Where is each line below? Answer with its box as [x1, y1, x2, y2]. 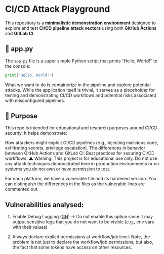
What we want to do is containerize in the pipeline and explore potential [5, 82, 151, 88]
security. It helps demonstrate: [5, 130, 68, 136]
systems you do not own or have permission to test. [5, 166, 111, 172]
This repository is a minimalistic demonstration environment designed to [5, 20, 156, 26]
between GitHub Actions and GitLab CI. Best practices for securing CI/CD [5, 150, 155, 156]
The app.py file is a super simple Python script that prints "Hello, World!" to [5, 58, 158, 64]
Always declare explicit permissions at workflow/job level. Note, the [12, 234, 150, 240]
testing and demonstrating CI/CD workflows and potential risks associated [5, 92, 157, 98]
